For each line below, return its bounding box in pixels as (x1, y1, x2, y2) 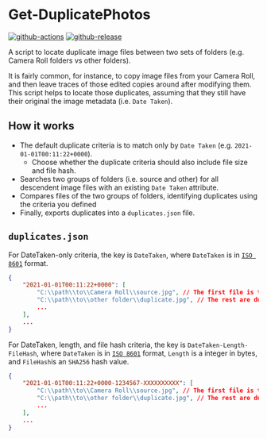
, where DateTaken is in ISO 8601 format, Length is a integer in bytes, (37, 348, 258, 358)
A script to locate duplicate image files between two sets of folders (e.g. (8, 47, 245, 56)
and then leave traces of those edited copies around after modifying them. (8, 79, 252, 89)
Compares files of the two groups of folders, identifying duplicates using (19, 191, 258, 200)
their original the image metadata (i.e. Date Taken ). (8, 96, 173, 106)
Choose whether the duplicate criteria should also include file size (31, 157, 248, 167)
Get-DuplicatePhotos (8, 6, 151, 24)
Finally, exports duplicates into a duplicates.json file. (19, 208, 195, 218)
